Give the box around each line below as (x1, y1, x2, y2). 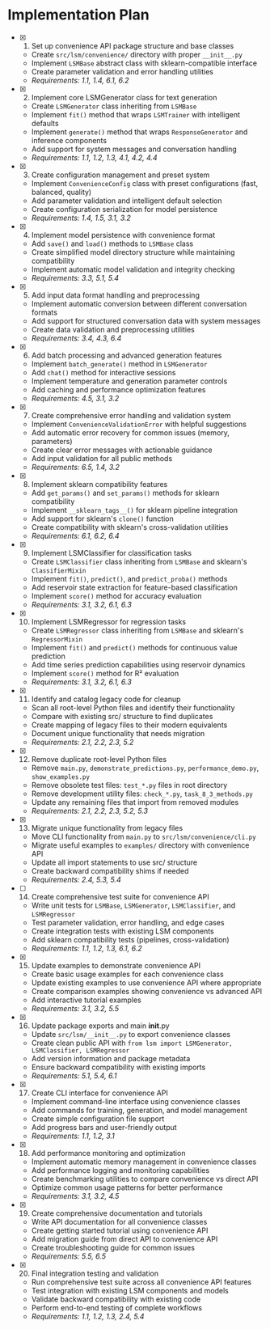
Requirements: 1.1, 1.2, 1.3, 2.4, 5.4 (31, 1311, 145, 1321)
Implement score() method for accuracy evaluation (31, 590, 203, 600)
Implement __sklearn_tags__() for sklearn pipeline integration (31, 505, 238, 514)
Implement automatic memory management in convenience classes (31, 1157, 257, 1166)
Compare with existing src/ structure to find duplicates (31, 711, 213, 721)
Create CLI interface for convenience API (31, 1088, 169, 1098)
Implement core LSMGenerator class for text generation (31, 92, 217, 102)
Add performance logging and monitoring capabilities (31, 1165, 210, 1175)
